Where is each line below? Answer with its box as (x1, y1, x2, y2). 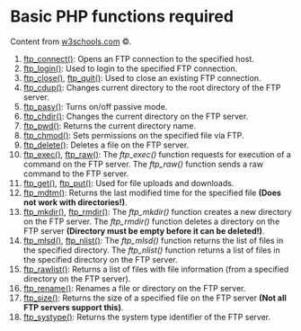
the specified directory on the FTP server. (22, 254, 178, 264)
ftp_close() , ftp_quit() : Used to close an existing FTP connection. (22, 72, 261, 83)
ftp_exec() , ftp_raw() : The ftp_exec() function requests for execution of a (22, 148, 291, 159)
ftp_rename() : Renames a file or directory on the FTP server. (22, 282, 246, 293)
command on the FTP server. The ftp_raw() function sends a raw (22, 158, 264, 169)
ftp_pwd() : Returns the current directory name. (22, 120, 197, 131)
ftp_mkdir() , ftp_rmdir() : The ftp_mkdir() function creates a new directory (22, 206, 292, 217)
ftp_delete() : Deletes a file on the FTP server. (22, 139, 190, 150)
